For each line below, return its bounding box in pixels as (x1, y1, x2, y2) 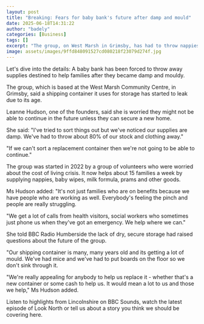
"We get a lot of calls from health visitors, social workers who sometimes (6, 212, 189, 219)
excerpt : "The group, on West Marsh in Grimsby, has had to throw (6, 43, 178, 49)
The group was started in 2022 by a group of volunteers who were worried (6, 162, 194, 170)
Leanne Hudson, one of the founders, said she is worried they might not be (6, 108, 194, 115)
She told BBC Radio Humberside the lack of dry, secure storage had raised (6, 230, 193, 238)
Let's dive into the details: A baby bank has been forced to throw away (6, 65, 183, 72)
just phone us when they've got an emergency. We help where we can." (6, 218, 186, 226)
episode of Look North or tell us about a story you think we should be (6, 305, 180, 312)
